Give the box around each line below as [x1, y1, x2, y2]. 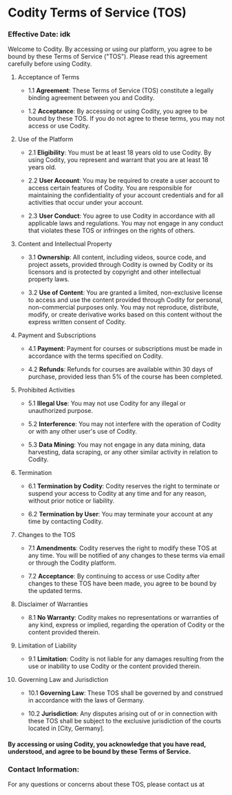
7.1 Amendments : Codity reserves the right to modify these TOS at [28, 544, 218, 552]
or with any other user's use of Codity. [28, 427, 137, 436]
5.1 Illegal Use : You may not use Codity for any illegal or [28, 399, 187, 407]
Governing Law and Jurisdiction [17, 676, 109, 684]
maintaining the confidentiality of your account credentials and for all [28, 191, 224, 199]
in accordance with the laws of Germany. [28, 696, 145, 705]
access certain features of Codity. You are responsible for [28, 184, 192, 192]
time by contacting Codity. [28, 517, 103, 525]
